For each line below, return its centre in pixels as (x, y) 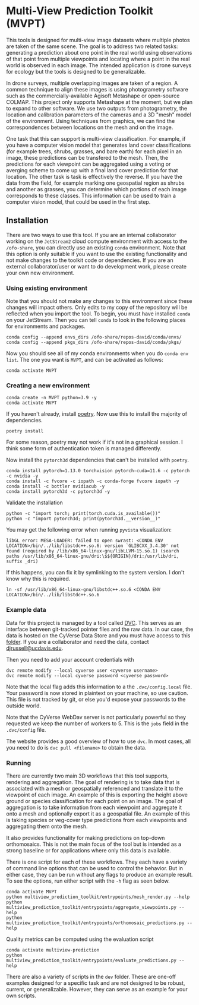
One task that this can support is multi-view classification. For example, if (96, 138)
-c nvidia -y (22, 476)
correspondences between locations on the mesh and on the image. (90, 127)
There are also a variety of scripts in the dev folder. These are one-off (91, 976)
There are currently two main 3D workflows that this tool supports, (88, 776)
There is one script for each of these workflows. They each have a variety (97, 862)
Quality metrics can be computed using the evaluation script (80, 939)
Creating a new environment (48, 385)
